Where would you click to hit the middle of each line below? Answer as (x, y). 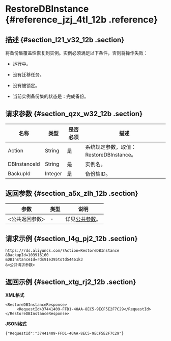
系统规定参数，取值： (111, 147)
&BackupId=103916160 (27, 255)
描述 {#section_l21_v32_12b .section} (65, 40)
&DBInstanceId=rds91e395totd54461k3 (44, 260)
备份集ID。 (98, 174)
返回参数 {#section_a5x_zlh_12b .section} (72, 193)
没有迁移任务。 (28, 75)
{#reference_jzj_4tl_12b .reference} (82, 20)
